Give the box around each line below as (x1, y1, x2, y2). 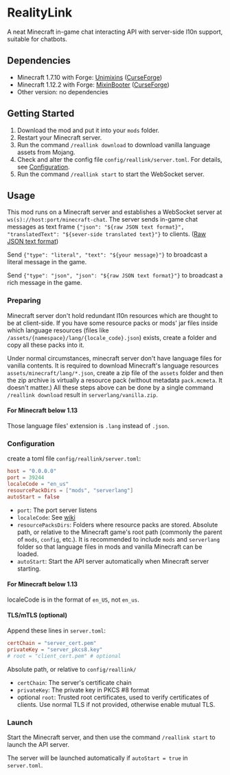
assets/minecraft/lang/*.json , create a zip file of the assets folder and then (7, 368, 224, 376)
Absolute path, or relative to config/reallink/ (7, 665, 137, 673)
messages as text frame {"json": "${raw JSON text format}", (7, 222, 185, 231)
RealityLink (7, 5, 73, 21)
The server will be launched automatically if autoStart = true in (7, 754, 188, 762)
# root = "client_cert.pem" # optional (7, 652, 122, 659)
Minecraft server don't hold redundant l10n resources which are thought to (7, 311, 218, 319)
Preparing (7, 296, 41, 306)
